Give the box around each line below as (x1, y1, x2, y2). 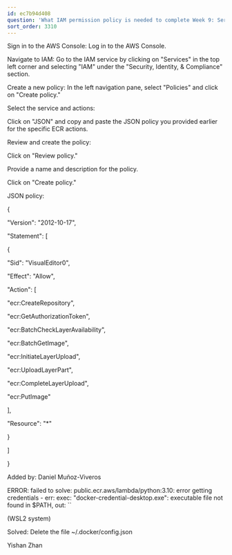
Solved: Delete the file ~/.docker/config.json (7, 528, 133, 536)
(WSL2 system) (7, 514, 51, 523)
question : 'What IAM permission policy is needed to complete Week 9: (7, 17, 215, 23)
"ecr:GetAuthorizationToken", (7, 312, 90, 321)
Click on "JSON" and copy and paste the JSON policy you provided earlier (7, 117, 218, 126)
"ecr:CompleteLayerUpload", (7, 379, 89, 388)
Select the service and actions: (7, 104, 95, 113)
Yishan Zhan (7, 541, 43, 549)
